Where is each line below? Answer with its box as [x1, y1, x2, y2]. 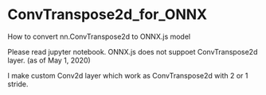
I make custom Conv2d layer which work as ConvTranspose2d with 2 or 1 [7, 70, 248, 80]
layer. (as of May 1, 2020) [7, 55, 91, 65]
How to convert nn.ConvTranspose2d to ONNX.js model [7, 32, 191, 41]
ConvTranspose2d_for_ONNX [7, 6, 208, 24]
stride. [7, 79, 29, 89]
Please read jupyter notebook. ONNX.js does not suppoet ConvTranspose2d [7, 47, 258, 56]
